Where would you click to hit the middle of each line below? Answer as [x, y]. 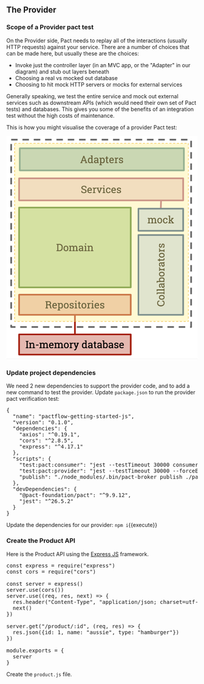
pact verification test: [33, 399]
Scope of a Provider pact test [50, 27]
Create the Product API [41, 541]
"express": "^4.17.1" [51, 447]
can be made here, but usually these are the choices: [73, 53]
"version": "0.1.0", [43, 423]
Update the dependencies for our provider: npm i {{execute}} [82, 525]
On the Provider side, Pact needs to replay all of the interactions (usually [97, 40]
